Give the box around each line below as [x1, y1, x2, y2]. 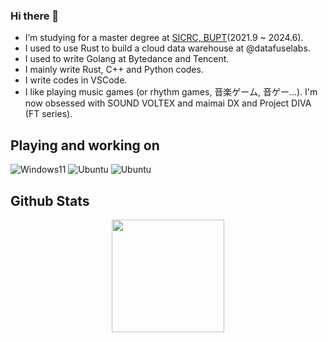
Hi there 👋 [10, 9, 60, 23]
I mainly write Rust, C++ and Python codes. [24, 64, 204, 76]
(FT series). [24, 108, 73, 120]
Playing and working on [10, 137, 160, 154]
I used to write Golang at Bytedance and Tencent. [24, 53, 230, 65]
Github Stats [10, 192, 90, 209]
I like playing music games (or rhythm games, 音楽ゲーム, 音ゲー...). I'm [24, 86, 318, 98]
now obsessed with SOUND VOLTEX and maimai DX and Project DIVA [24, 97, 312, 109]
